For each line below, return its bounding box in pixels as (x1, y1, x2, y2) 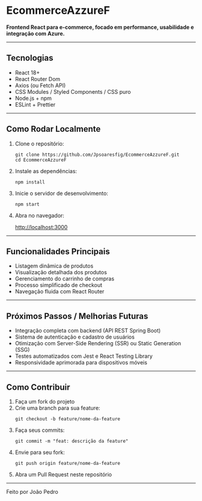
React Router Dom (14, 75, 61, 82)
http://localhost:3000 (14, 223, 68, 230)
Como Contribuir (6, 382, 70, 392)
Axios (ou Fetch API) (14, 82, 66, 89)
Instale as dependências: (14, 167, 77, 174)
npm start (14, 201, 40, 207)
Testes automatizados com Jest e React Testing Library (14, 352, 153, 360)
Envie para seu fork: (14, 449, 65, 456)
